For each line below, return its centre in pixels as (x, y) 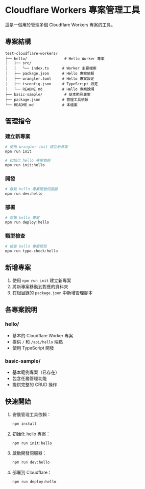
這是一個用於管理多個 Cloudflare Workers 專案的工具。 (60, 25)
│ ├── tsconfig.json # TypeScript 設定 (51, 84)
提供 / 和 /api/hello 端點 (37, 342)
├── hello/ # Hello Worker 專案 (55, 59)
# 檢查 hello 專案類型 (26, 246)
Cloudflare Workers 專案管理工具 (73, 10)
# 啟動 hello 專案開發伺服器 (31, 189)
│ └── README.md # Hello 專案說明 (50, 89)
